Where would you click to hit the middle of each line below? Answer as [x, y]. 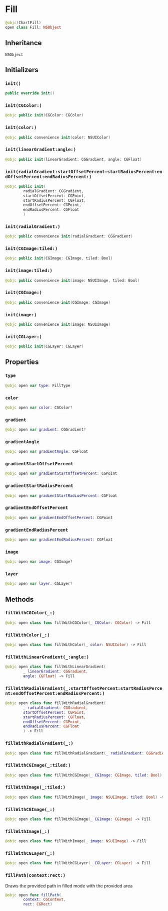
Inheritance [23, 43]
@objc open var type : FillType [38, 385]
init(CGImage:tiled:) [31, 249]
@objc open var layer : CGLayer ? [39, 584]
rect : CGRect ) [38, 904]
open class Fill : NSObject [33, 27]
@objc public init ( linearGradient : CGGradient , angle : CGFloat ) [73, 159]
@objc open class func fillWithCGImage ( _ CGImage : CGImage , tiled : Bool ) [84, 775]
